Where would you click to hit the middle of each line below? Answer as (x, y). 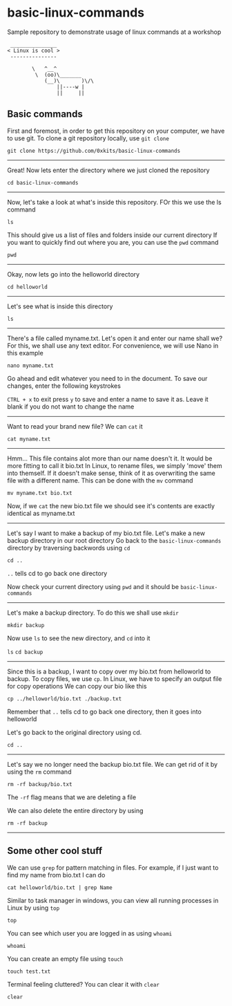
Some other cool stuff (55, 851)
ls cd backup (25, 652)
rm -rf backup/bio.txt (40, 784)
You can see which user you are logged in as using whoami (90, 933)
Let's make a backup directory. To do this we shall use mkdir (93, 613)
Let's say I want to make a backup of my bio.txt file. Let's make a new (106, 533)
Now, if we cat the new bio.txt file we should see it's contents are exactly (111, 505)
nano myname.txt (30, 365)
